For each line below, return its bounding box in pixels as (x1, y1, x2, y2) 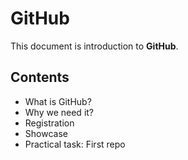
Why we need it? (24, 106, 95, 118)
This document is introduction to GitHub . (10, 40, 179, 52)
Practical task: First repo (24, 138, 126, 150)
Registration (24, 117, 75, 129)
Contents (10, 69, 70, 86)
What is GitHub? (24, 95, 92, 107)
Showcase (24, 127, 68, 139)
